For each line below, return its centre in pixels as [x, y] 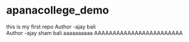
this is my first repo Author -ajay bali [51, 27]
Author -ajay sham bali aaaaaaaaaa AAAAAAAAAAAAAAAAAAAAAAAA [94, 33]
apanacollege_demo [58, 10]
